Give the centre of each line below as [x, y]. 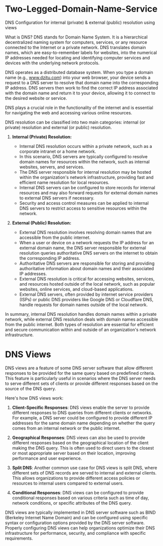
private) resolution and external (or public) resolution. [58, 127]
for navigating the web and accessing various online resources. [69, 112]
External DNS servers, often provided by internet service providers [86, 294]
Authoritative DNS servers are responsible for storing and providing [87, 263]
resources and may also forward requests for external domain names [89, 193]
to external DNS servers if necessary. [57, 198]
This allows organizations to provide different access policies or [76, 478]
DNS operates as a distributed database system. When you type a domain [79, 72]
